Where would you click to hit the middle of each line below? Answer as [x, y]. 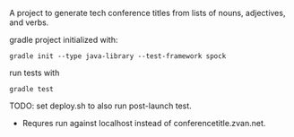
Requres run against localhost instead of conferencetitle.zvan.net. [144, 123]
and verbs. [29, 22]
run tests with [35, 73]
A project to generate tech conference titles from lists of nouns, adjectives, [147, 13]
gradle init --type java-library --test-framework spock [118, 56]
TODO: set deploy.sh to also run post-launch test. [101, 106]
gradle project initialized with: [64, 40]
